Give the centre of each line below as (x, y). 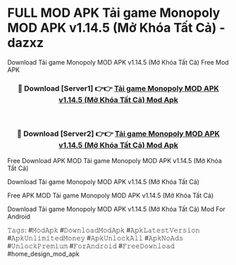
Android (19, 216)
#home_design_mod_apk (43, 254)
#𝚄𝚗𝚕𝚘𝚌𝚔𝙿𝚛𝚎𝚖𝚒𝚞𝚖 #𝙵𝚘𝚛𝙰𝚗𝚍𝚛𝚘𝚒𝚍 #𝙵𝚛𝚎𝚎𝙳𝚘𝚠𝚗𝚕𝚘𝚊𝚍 (91, 246)
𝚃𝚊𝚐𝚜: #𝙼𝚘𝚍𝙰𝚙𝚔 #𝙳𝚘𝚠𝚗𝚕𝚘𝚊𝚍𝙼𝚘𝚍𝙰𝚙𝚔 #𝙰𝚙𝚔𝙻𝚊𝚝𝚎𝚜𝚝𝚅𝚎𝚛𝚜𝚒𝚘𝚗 (104, 230)
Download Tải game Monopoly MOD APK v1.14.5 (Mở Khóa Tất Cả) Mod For (116, 209)
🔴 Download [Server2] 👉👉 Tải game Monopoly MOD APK (118, 134)
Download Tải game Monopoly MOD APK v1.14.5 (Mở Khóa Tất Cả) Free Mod (118, 62)
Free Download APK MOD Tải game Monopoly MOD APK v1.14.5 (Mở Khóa (114, 160)
